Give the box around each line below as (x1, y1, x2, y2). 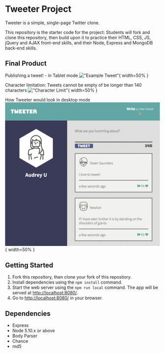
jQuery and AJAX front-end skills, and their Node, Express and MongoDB (5, 39, 153, 45)
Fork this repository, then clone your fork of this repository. (12, 274, 132, 280)
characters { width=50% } (5, 87, 98, 93)
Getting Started (5, 261, 54, 269)
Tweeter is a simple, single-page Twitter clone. (5, 20, 100, 26)
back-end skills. (5, 45, 37, 51)
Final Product (5, 59, 47, 68)
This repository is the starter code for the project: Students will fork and (5, 29, 150, 35)
